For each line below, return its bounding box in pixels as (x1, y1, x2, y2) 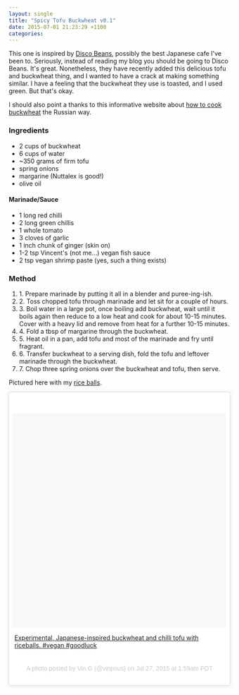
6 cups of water (18, 149, 65, 157)
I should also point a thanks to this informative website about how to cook (8, 100, 222, 109)
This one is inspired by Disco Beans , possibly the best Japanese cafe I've (8, 49, 222, 58)
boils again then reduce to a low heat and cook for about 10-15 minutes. (18, 312, 226, 321)
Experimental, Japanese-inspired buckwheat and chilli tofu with (14, 634, 200, 642)
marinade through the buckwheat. (18, 357, 117, 365)
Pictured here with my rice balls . (8, 378, 102, 387)
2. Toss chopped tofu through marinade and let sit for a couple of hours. (18, 297, 228, 306)
